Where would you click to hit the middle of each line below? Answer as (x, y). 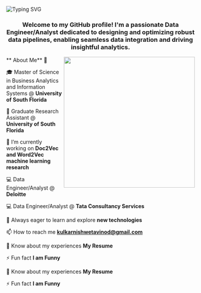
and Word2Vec (25, 155)
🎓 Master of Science (33, 72)
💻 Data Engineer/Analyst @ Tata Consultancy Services (75, 206)
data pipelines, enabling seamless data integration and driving (100, 39)
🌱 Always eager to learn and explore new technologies (74, 220)
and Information (26, 87)
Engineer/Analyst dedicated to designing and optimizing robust (100, 32)
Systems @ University (34, 93)
